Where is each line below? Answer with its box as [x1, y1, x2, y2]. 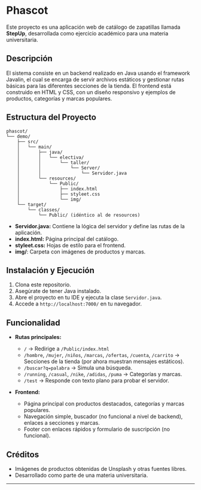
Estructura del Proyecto [6, 112, 97, 123]
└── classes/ [28, 207, 60, 213]
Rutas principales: [14, 334, 62, 341]
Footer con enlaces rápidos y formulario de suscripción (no [23, 426, 170, 433]
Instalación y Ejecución [6, 265, 95, 276]
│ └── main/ [17, 144, 52, 150]
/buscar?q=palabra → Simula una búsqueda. [23, 364, 133, 371]
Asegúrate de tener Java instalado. [14, 288, 102, 295]
